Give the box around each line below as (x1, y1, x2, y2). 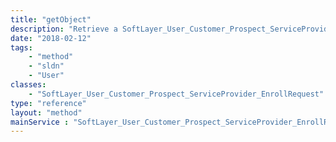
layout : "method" (10, 107, 83, 118)
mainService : (10, 117, 70, 127)
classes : (10, 80, 47, 90)
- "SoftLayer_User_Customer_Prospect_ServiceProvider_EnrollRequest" (28, 89, 325, 99)
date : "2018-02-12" (10, 33, 92, 43)
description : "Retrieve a (10, 24, 118, 34)
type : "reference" (10, 98, 87, 108)
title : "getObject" (10, 14, 92, 25)
